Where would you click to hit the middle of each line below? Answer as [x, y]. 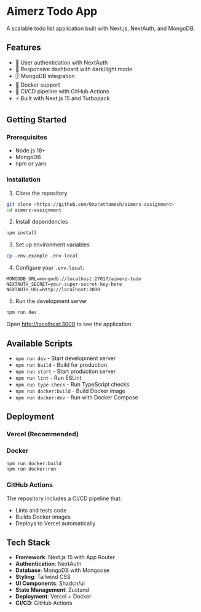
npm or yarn [31, 163]
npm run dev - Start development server [65, 358]
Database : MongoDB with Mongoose [62, 570]
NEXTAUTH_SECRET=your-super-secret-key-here [64, 284]
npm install [22, 233]
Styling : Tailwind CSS [43, 577]
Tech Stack [28, 542]
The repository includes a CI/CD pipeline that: [64, 498]
